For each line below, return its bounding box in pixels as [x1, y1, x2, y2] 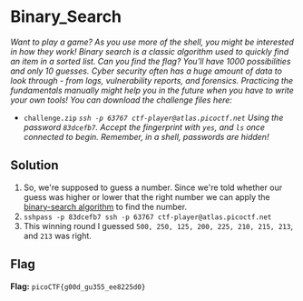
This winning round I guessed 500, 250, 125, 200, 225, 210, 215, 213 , [23, 220, 294, 231]
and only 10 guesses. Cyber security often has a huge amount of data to [10, 65, 282, 76]
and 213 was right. [23, 230, 92, 241]
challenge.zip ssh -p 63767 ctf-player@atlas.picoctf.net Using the [23, 112, 284, 123]
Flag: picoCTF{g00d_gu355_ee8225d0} [10, 280, 146, 292]
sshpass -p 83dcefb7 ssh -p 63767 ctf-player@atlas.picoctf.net [23, 212, 272, 222]
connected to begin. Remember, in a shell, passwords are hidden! [23, 131, 269, 142]
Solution [10, 157, 59, 174]
